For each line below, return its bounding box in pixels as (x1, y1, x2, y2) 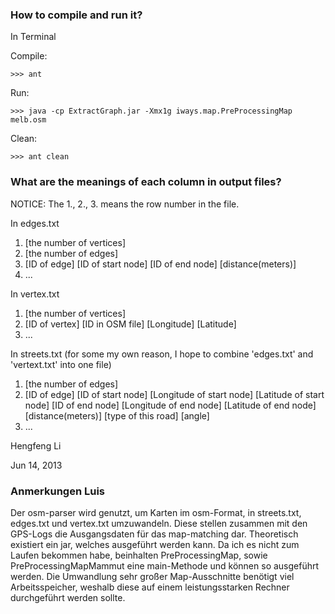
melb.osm (10, 115, 47, 125)
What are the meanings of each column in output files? (10, 175, 282, 189)
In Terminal (10, 31, 57, 43)
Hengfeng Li (10, 439, 62, 452)
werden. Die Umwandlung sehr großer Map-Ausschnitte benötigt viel (10, 570, 295, 582)
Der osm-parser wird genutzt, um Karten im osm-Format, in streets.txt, (10, 506, 302, 518)
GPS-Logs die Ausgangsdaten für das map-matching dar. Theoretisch (10, 528, 299, 540)
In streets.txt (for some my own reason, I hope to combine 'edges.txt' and (10, 348, 314, 360)
